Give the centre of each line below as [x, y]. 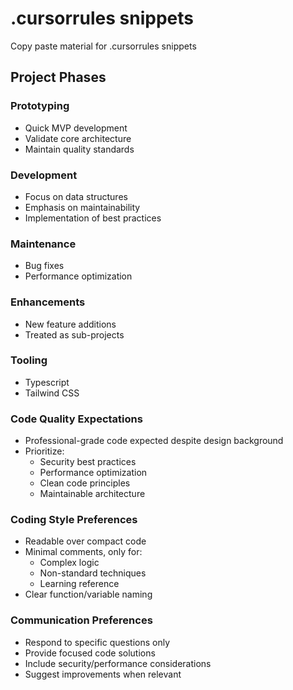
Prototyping [40, 106]
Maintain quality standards [79, 149]
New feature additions [70, 324]
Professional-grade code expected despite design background [154, 441]
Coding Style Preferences [74, 520]
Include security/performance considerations [118, 663]
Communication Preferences [81, 620]
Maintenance [43, 244]
